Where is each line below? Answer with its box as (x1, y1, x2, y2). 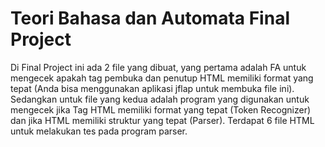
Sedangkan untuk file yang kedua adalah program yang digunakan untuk (10, 93, 310, 105)
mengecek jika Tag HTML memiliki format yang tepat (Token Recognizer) (10, 103, 312, 116)
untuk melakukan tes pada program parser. (10, 125, 188, 137)
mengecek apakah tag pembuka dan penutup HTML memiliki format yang (10, 72, 314, 84)
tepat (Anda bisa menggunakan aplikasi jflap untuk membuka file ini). (10, 82, 295, 94)
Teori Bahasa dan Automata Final (10, 7, 290, 30)
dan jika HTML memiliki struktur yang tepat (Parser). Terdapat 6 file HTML (10, 114, 315, 126)
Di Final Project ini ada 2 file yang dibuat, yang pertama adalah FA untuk (10, 61, 307, 73)
